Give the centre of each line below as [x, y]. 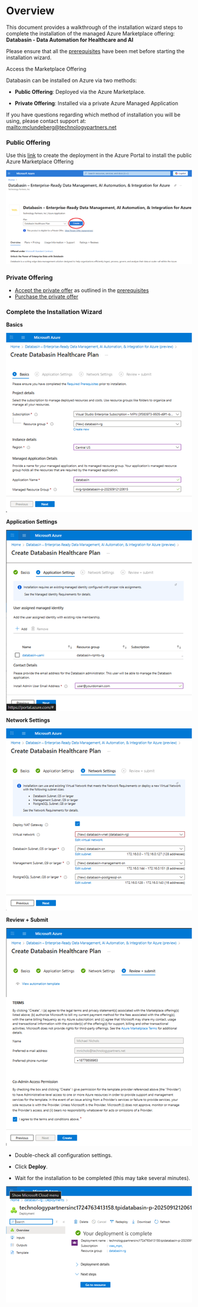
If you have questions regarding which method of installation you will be [93, 115]
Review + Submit [27, 920]
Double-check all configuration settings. [63, 1155]
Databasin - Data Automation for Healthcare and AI [70, 40]
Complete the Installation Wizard [54, 312]
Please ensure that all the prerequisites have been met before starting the [95, 51]
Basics [15, 325]
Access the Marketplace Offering [46, 68]
